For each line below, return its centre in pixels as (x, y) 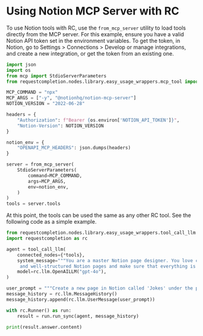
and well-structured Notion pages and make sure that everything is (108, 266)
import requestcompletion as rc (47, 239)
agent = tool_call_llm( (36, 249)
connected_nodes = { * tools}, (51, 255)
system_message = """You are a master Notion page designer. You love (105, 260)
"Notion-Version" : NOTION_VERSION (60, 126)
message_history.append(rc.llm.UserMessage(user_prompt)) (81, 299)
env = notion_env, (48, 187)
